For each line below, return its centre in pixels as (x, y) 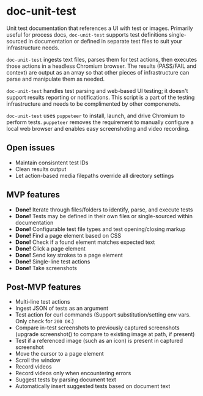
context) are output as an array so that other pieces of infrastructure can (98, 72)
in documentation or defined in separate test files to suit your (105, 41)
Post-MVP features (44, 287)
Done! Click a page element (50, 248)
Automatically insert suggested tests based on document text (93, 386)
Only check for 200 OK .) (45, 321)
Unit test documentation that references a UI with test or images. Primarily (100, 28)
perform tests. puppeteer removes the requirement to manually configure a (100, 122)
